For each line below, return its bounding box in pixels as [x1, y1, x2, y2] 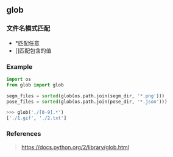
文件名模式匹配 [6, 24, 51, 33]
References [6, 130, 41, 138]
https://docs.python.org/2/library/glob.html [21, 143, 129, 151]
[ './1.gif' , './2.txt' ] [6, 115, 67, 121]
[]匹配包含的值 [15, 47, 52, 54]
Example [6, 62, 33, 71]
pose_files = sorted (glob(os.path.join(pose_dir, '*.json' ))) [6, 99, 168, 105]
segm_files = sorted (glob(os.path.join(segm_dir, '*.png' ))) [6, 92, 165, 99]
